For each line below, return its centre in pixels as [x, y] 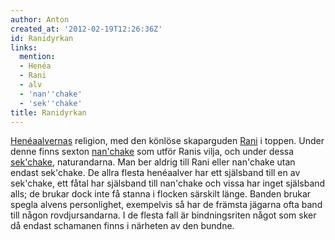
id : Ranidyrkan [42, 38]
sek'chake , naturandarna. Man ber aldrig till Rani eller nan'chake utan [153, 162]
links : [24, 47]
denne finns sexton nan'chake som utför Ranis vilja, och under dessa [152, 152]
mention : [37, 57]
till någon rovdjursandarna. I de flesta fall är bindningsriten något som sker [163, 215]
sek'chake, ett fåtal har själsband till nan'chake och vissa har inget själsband [168, 183]
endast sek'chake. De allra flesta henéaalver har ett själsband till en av [155, 173]
